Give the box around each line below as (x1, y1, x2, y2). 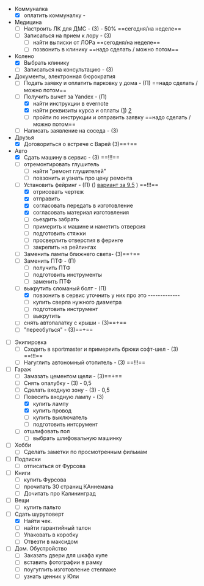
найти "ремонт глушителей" (32, 167, 106, 175)
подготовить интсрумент (32, 421, 98, 428)
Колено (14, 53, 34, 60)
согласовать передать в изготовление (32, 202, 134, 210)
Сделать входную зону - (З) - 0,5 (23, 386, 110, 394)
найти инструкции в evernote (32, 100, 109, 107)
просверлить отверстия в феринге (32, 236, 123, 244)
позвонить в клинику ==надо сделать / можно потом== (32, 46, 179, 53)
